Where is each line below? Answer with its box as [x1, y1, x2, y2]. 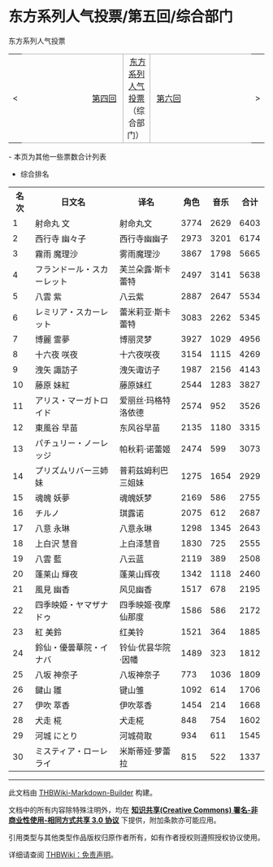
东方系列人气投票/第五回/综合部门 [8, 7, 233, 26]
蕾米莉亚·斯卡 [119, 306, 171, 317]
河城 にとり [35, 730, 79, 741]
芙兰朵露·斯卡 [119, 264, 171, 275]
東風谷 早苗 [35, 422, 79, 433]
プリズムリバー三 [35, 464, 101, 476]
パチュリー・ [35, 437, 84, 448]
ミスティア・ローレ [35, 745, 108, 756]
